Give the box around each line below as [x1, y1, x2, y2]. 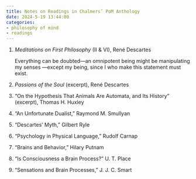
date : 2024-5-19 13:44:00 [6, 14, 69, 20]
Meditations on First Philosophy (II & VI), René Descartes [14, 46, 152, 53]
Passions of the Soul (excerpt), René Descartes [14, 81, 129, 88]
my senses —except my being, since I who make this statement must [14, 64, 181, 71]
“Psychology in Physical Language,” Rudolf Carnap [14, 132, 138, 140]
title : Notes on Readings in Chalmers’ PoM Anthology [6, 8, 140, 15]
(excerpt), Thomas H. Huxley [14, 99, 84, 106]
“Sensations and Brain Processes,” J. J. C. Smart [14, 167, 132, 174]
